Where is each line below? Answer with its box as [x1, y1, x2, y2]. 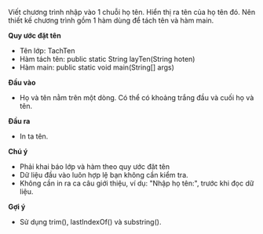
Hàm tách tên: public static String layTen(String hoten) [19, 55, 195, 63]
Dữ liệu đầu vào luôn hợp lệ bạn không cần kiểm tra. [19, 171, 188, 179]
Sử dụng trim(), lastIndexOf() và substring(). [19, 218, 162, 226]
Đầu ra [8, 117, 31, 125]
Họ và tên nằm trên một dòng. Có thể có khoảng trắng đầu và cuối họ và [19, 93, 254, 102]
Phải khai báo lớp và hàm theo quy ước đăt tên [19, 162, 170, 171]
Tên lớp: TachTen [19, 46, 75, 55]
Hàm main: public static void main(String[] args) [19, 63, 175, 72]
